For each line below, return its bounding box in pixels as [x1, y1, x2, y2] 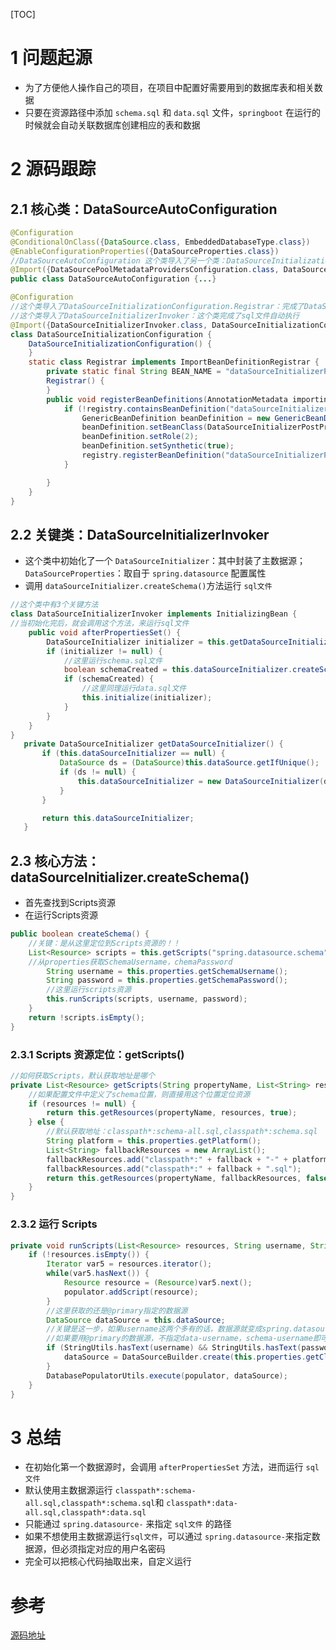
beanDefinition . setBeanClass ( [81, 422, 208, 433]
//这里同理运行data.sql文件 [81, 684, 187, 694]
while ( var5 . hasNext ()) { [46, 1269, 150, 1279]
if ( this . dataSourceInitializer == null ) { [41, 749, 226, 759]
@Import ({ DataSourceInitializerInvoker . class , [10, 320, 208, 330]
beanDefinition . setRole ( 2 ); [81, 432, 199, 442]
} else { [28, 1117, 65, 1128]
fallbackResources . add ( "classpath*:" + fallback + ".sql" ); [46, 1164, 302, 1174]
